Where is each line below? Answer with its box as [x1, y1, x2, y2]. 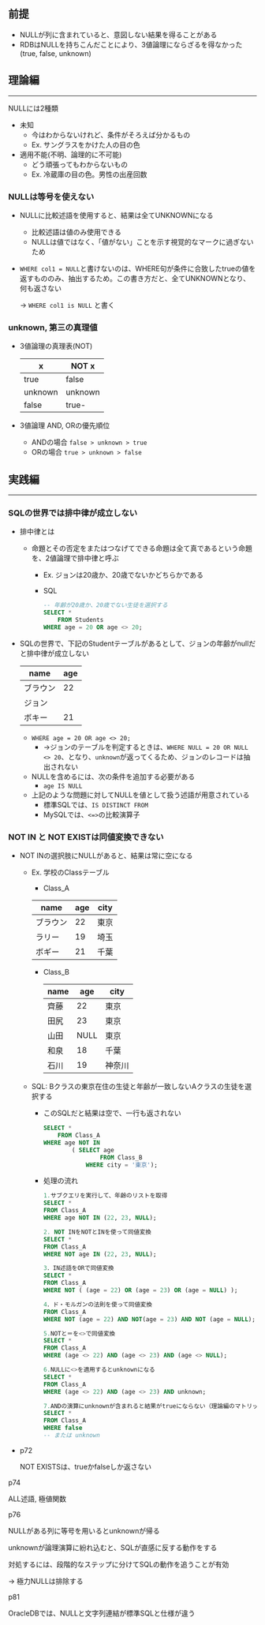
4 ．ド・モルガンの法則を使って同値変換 [43, 1301, 152, 1309]
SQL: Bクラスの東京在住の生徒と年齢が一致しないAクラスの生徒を [31, 1082, 245, 1091]
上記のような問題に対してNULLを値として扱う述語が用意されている [31, 790, 250, 799]
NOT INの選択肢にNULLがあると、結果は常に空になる [19, 851, 193, 860]
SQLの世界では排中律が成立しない [8, 507, 138, 519]
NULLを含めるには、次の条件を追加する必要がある [31, 772, 196, 781]
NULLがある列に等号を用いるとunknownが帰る [8, 1526, 160, 1535]
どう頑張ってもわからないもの [31, 159, 129, 169]
